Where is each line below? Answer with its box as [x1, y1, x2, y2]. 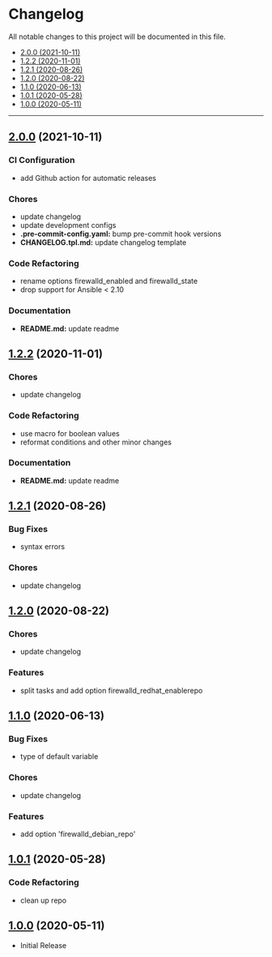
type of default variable [19, 752, 99, 762]
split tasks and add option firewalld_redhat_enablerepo [19, 685, 203, 695]
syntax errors [19, 542, 66, 551]
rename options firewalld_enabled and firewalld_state [19, 277, 198, 286]
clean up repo [19, 895, 67, 905]
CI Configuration [8, 155, 75, 166]
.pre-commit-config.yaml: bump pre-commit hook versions [19, 229, 222, 238]
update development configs [19, 220, 117, 230]
